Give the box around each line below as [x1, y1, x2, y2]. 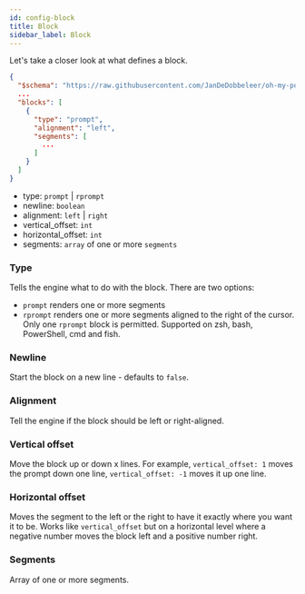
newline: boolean [22, 200, 85, 211]
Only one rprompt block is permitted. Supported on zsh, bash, [22, 319, 253, 330]
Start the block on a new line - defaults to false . [9, 371, 189, 382]
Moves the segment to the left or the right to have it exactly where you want [9, 511, 293, 522]
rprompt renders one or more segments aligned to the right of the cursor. [22, 310, 295, 321]
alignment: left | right [22, 210, 109, 221]
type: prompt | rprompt [22, 190, 104, 201]
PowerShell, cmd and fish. [22, 329, 121, 340]
